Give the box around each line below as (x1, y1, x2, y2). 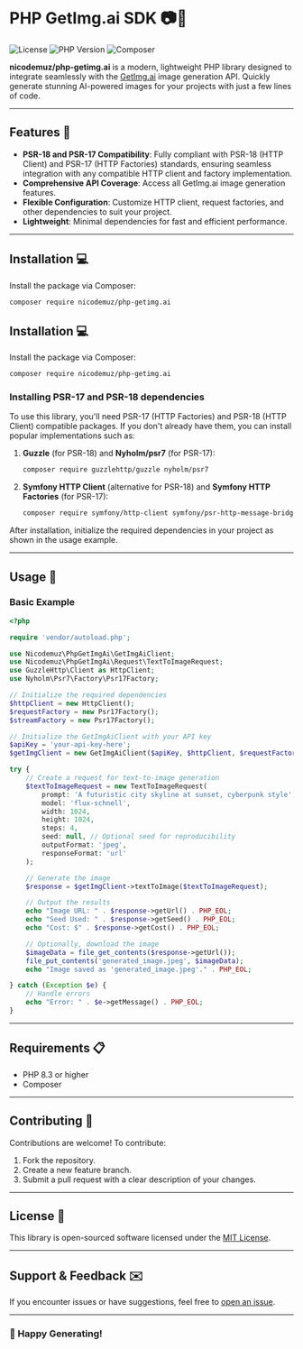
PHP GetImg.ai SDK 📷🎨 (9, 8, 188, 29)
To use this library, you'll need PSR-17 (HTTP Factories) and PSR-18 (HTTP (9, 411, 287, 422)
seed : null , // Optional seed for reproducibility (41, 832, 236, 841)
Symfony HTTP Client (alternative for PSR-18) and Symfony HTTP (22, 482, 271, 492)
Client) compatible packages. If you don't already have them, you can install (9, 421, 292, 432)
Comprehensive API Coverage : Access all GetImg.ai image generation (22, 178, 286, 188)
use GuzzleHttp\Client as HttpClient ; (9, 665, 155, 675)
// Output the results (25, 898, 111, 907)
